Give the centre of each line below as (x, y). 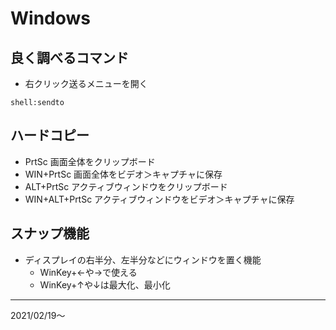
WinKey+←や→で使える (88, 272)
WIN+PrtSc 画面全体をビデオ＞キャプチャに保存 (123, 174)
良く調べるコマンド (69, 57)
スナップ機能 (50, 233)
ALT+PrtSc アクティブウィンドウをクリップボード (126, 186)
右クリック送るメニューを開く (86, 83)
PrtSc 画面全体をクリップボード (90, 161)
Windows (50, 18)
